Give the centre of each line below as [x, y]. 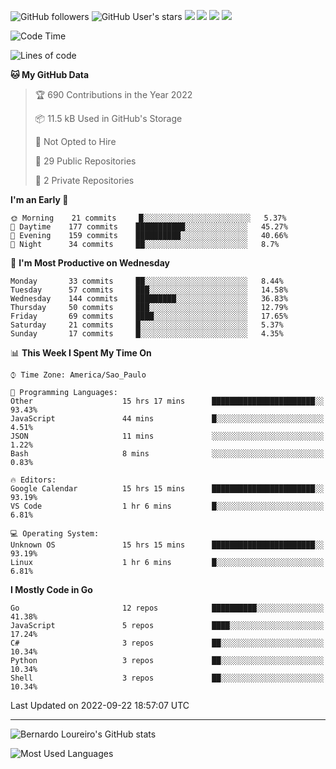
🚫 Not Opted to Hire [75, 141]
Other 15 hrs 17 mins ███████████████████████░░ [167, 401]
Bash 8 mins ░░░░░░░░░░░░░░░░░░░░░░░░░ [167, 454]
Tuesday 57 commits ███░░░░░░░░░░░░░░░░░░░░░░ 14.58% [149, 290]
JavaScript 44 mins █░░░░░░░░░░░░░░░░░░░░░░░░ [167, 419]
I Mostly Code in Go [51, 589]
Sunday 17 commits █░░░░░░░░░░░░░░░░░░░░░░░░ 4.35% [147, 334]
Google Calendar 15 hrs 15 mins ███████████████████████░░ [167, 489]
